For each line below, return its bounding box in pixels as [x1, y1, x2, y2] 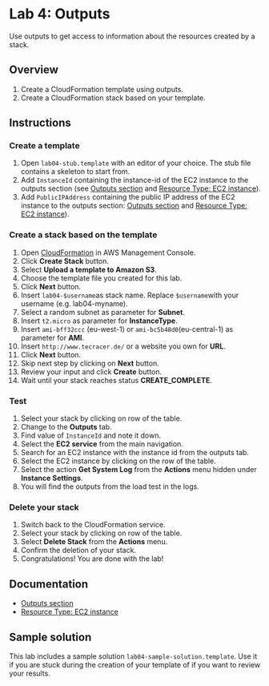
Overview [9, 63, 59, 77]
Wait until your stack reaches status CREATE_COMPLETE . [20, 375, 213, 385]
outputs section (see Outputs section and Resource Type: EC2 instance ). [20, 184, 261, 193]
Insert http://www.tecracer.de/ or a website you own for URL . [20, 341, 227, 351]
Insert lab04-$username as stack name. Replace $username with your [20, 290, 239, 300]
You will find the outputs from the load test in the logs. [20, 482, 199, 491]
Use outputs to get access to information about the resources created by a [9, 31, 255, 41]
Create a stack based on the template [9, 229, 158, 240]
